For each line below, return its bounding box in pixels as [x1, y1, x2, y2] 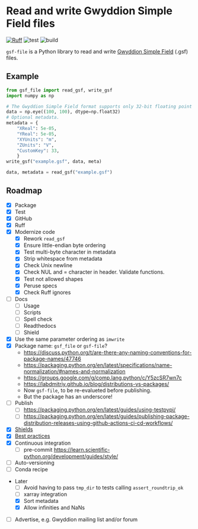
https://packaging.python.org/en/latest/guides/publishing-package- [23, 413, 190, 420]
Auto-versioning [14, 459, 55, 466]
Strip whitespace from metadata [23, 255, 103, 262]
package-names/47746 [23, 355, 81, 363]
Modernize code [14, 229, 55, 236]
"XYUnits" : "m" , [17, 137, 58, 142]
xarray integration [23, 490, 67, 498]
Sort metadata [23, 497, 59, 504]
